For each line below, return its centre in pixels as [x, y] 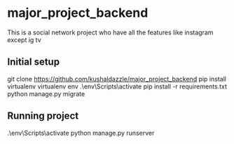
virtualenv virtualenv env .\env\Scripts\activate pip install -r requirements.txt [117, 86]
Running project [43, 116]
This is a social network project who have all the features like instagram [110, 32]
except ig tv [25, 39]
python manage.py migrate [46, 93]
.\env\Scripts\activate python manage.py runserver [81, 133]
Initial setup [34, 62]
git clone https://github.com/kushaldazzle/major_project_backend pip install [117, 79]
